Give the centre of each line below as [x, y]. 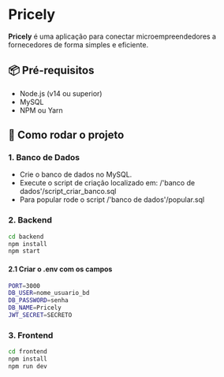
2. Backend [30, 220]
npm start [24, 251]
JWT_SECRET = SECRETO [40, 315]
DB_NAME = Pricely [35, 308]
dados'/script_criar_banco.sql [68, 192]
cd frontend [28, 352]
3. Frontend [31, 335]
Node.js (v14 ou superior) [61, 93]
